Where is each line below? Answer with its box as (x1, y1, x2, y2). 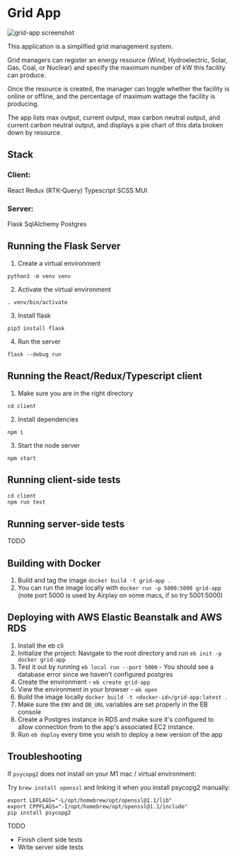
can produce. (7, 71, 47, 79)
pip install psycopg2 (7, 809, 71, 816)
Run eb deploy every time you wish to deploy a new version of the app (17, 730, 223, 738)
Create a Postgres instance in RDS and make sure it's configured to (17, 715, 214, 723)
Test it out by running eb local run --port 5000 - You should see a (17, 663, 214, 671)
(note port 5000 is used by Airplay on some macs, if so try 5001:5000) (17, 590, 223, 599)
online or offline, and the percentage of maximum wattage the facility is (7, 92, 216, 100)
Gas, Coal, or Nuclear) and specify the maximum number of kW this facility (7, 63, 226, 71)
